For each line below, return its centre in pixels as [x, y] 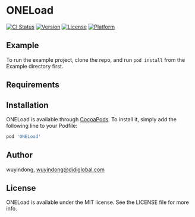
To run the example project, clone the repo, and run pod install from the [96, 59]
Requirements [33, 85]
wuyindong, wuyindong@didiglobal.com [56, 169]
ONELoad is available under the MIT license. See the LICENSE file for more [97, 202]
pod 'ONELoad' [24, 136]
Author [19, 155]
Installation [27, 105]
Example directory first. [35, 66]
